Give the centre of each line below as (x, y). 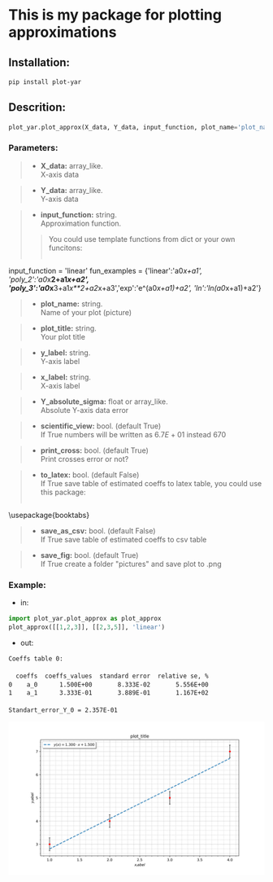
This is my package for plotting (115, 15)
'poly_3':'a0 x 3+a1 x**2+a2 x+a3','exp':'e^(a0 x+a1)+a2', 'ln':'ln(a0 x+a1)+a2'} (135, 287)
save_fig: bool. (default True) (89, 555)
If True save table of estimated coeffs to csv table (123, 539)
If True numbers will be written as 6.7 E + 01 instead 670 (133, 434)
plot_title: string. (69, 328)
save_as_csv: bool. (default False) (98, 530)
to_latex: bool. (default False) (90, 475)
